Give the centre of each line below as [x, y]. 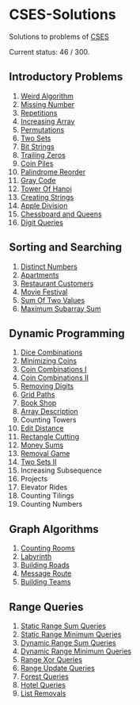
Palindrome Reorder [53, 171]
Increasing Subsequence [61, 470]
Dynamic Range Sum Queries [68, 643]
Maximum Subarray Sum [61, 308]
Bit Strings [37, 146]
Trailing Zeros [43, 155]
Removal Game [45, 454]
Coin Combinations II [55, 377]
